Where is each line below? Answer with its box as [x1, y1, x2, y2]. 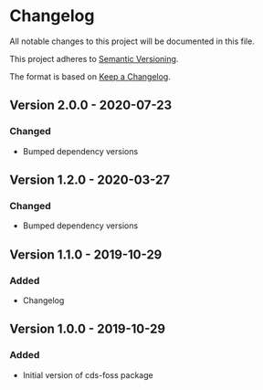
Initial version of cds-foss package [22, 369, 153, 380]
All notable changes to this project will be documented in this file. [9, 36, 256, 47]
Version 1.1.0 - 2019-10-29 [9, 247, 163, 262]
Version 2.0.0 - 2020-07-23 [9, 98, 173, 113]
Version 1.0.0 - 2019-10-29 [9, 321, 166, 337]
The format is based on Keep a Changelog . [9, 70, 171, 82]
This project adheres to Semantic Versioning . [9, 53, 179, 64]
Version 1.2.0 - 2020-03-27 [9, 173, 171, 188]
